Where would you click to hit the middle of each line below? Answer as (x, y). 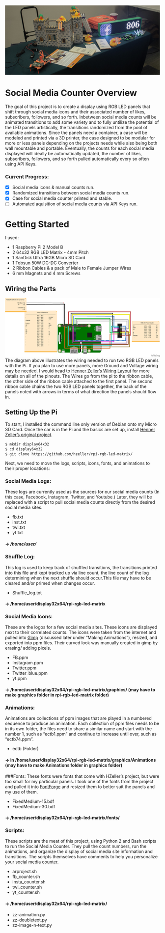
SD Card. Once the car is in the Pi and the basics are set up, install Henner (80, 429)
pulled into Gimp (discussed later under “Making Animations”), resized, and (81, 638)
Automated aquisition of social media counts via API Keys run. (75, 204)
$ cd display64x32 (24, 449)
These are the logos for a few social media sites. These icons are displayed (81, 627)
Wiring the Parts (31, 288)
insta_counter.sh (29, 882)
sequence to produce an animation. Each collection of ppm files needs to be (82, 724)
